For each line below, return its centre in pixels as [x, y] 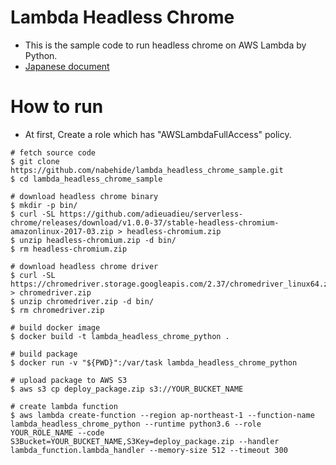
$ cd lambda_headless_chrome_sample [86, 179]
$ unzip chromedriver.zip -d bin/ [82, 301]
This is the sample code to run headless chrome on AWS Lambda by [165, 45]
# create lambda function [64, 406]
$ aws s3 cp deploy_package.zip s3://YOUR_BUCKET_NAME [127, 389]
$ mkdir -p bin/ [44, 205]
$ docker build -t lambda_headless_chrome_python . [120, 336]
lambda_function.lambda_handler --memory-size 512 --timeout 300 [149, 450]
